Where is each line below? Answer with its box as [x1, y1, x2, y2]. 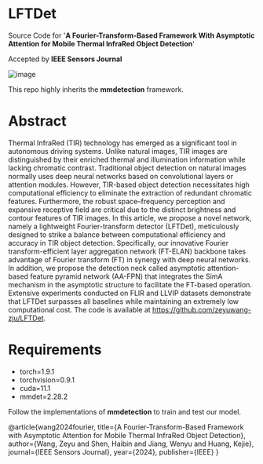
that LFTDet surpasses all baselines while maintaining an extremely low [8, 296, 239, 306]
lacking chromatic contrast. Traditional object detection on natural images [8, 163, 247, 173]
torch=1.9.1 [19, 367, 55, 376]
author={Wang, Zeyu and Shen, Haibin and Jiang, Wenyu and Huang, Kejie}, [8, 439, 254, 448]
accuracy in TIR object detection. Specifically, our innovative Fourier [8, 238, 229, 247]
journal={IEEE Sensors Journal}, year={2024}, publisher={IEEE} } [8, 447, 220, 456]
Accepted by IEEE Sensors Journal [8, 54, 122, 64]
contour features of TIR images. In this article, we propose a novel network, [8, 213, 252, 222]
